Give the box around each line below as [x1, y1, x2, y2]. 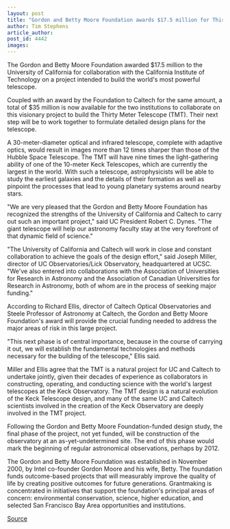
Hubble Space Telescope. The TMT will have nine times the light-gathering [7, 153, 218, 161]
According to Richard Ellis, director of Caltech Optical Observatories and [7, 303, 212, 310]
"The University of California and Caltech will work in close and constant [7, 245, 212, 253]
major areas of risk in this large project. [7, 324, 118, 332]
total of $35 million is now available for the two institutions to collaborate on [7, 104, 220, 111]
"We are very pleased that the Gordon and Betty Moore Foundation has [7, 203, 208, 211]
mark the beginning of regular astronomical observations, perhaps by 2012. [7, 444, 220, 452]
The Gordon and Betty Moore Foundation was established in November [7, 458, 208, 465]
